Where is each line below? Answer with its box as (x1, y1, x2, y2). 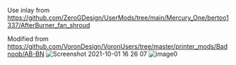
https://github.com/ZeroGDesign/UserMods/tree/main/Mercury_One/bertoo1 (7, 13, 230, 22)
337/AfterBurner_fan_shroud (7, 21, 90, 29)
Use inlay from (7, 6, 50, 14)
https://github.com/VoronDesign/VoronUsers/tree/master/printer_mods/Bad (7, 42, 228, 50)
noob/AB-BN (7, 49, 45, 58)
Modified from (7, 35, 49, 43)
